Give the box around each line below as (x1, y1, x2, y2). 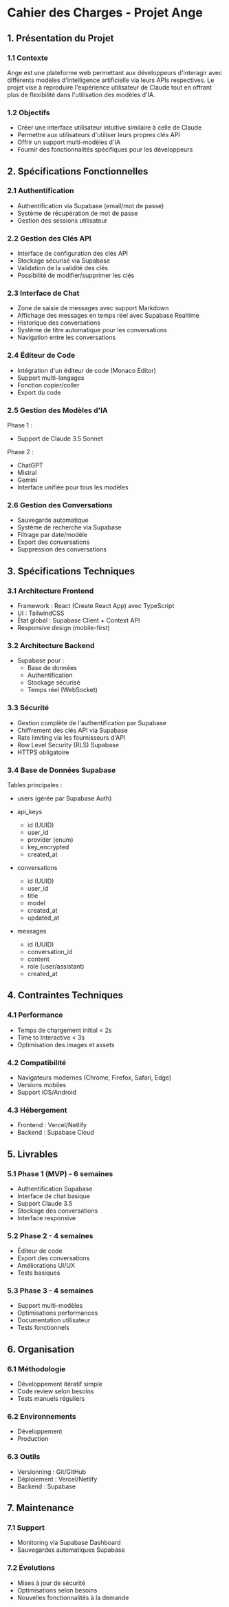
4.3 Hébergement (7, 1105, 67, 1115)
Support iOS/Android (17, 1088, 77, 1096)
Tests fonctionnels (17, 1324, 70, 1332)
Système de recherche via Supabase (17, 523, 122, 532)
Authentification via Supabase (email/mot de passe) (17, 201, 164, 210)
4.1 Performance (7, 1010, 63, 1020)
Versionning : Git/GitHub (17, 1467, 87, 1476)
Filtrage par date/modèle (17, 531, 88, 539)
